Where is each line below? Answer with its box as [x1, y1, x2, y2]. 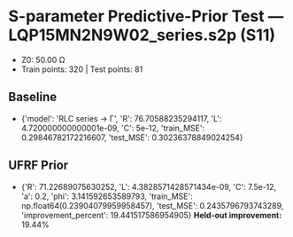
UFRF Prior [8, 158, 69, 173]
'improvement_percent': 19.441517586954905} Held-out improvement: [20, 209, 282, 220]
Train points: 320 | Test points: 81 [20, 64, 143, 75]
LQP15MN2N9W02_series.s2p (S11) [8, 25, 276, 45]
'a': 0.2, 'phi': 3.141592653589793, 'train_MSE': [20, 191, 193, 201]
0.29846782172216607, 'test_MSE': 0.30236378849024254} [20, 131, 244, 143]
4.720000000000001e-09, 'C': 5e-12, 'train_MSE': [20, 122, 205, 133]
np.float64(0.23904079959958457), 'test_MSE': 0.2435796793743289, [20, 200, 284, 210]
